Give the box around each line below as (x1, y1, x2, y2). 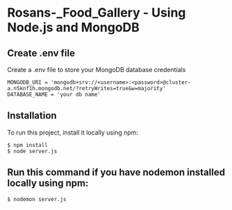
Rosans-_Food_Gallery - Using (7, 5, 186, 21)
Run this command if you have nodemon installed (7, 166, 226, 178)
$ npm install (7, 141, 49, 148)
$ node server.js (7, 148, 58, 155)
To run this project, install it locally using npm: (7, 128, 139, 137)
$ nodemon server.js (7, 195, 67, 202)
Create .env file (7, 47, 75, 59)
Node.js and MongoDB (7, 19, 140, 35)
